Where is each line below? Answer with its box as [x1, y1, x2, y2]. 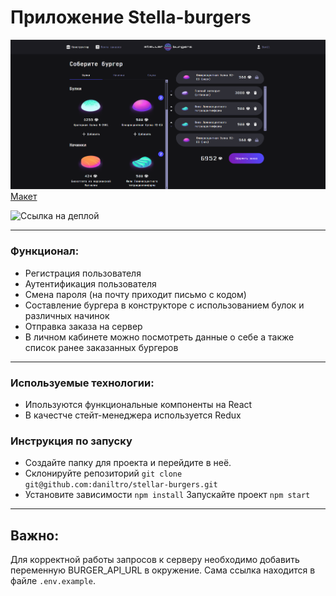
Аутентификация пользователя [24, 277, 157, 290]
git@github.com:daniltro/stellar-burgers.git [24, 480, 218, 490]
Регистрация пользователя [24, 267, 142, 279]
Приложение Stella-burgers [10, 6, 252, 29]
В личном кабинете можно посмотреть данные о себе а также [24, 331, 295, 343]
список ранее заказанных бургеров [24, 341, 179, 353]
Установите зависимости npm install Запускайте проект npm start [24, 489, 311, 501]
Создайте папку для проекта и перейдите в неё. [24, 457, 232, 469]
